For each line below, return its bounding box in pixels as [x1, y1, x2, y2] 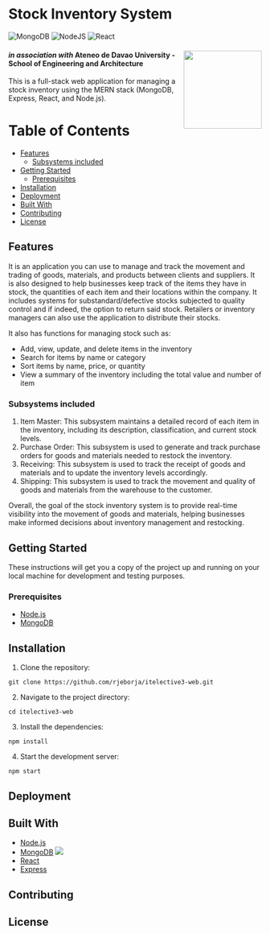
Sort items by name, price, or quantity [19, 361, 146, 370]
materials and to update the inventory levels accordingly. [19, 468, 208, 477]
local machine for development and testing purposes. [8, 571, 186, 581]
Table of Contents [8, 122, 130, 140]
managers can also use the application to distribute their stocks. [8, 312, 221, 322]
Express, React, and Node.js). [8, 93, 107, 103]
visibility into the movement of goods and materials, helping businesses [8, 509, 245, 519]
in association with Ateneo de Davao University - [8, 50, 175, 60]
